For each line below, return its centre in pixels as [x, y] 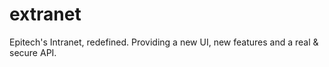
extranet [45, 14]
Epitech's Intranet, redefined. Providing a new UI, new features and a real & [164, 42]
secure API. [33, 52]
